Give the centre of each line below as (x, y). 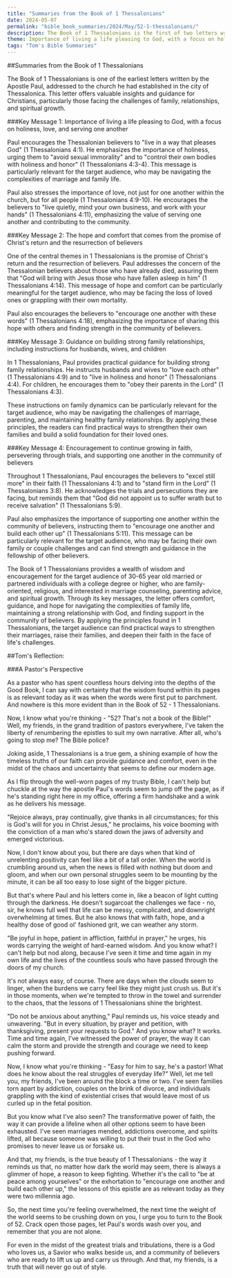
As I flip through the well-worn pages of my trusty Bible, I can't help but (109, 781)
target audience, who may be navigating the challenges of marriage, (104, 413)
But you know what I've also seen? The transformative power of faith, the (111, 1117)
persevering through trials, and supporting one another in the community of (115, 455)
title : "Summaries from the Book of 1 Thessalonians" (86, 13)
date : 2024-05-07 (32, 20)
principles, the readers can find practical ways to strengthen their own (107, 427)
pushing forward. (32, 1053)
